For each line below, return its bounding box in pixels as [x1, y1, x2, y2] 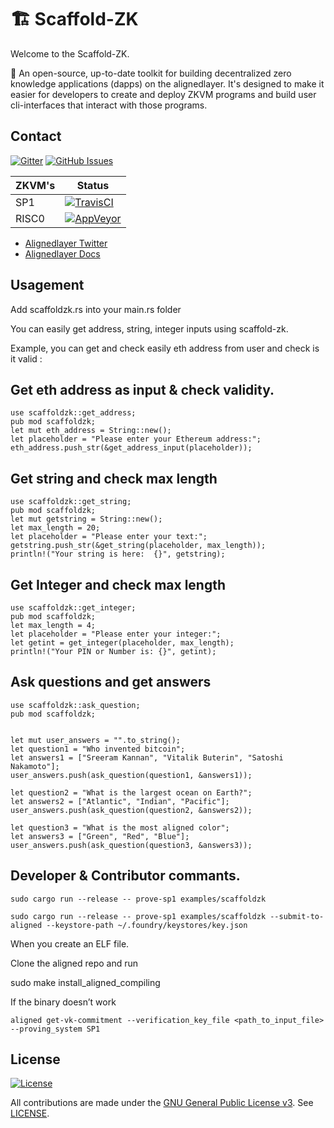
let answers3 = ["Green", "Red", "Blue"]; [10, 831, 190, 841]
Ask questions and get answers [10, 674, 212, 691]
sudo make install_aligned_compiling [10, 976, 161, 988]
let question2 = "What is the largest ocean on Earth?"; [10, 787, 253, 798]
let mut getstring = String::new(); [10, 514, 163, 525]
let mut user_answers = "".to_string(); [10, 735, 182, 745]
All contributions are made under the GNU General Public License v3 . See [10, 1097, 314, 1109]
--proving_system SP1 [10, 1024, 101, 1034]
